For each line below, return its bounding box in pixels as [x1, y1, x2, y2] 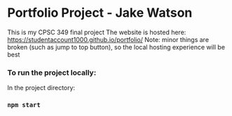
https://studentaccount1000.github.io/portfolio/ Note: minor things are [7, 35, 209, 43]
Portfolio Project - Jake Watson [7, 5, 193, 21]
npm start [7, 101, 41, 109]
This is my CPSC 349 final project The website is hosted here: [7, 28, 186, 36]
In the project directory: [7, 84, 76, 92]
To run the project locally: [7, 68, 97, 78]
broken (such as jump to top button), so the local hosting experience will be [7, 43, 226, 51]
